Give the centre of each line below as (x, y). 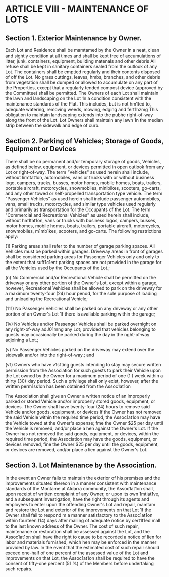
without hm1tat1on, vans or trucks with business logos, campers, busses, (81, 220)
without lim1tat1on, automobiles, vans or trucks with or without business (80, 177)
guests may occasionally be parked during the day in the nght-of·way (77, 334)
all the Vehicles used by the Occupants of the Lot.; (58, 268)
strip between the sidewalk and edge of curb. (52, 125)
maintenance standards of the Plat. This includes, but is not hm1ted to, (78, 104)
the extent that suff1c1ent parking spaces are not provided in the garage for (83, 262)
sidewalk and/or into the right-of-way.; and (50, 355)
